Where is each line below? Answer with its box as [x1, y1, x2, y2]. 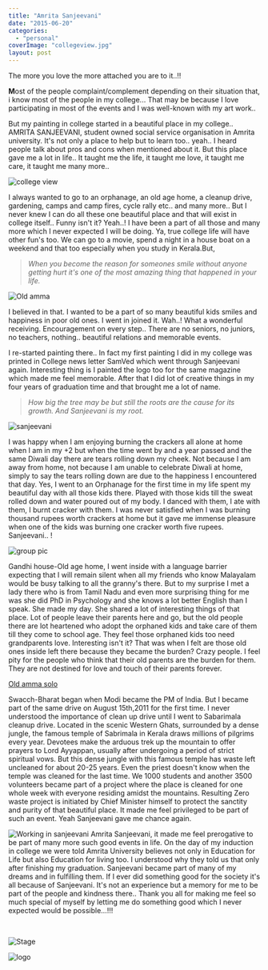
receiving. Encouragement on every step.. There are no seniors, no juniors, [8, 324, 255, 333]
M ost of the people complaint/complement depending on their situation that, [8, 86, 260, 96]
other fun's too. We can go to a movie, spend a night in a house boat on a [8, 235, 250, 244]
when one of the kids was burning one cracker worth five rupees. [8, 522, 224, 531]
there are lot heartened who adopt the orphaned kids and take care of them [8, 621, 258, 631]
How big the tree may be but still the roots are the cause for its [27, 398, 235, 407]
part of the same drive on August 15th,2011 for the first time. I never [8, 703, 230, 712]
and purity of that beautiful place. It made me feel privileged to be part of [8, 805, 250, 815]
